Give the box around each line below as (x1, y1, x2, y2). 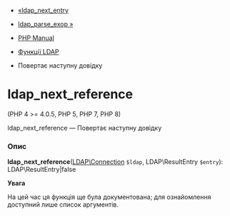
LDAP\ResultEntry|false (7, 165, 76, 174)
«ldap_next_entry (17, 6, 69, 14)
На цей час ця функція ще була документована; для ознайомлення (7, 192, 211, 202)
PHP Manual (17, 34, 55, 42)
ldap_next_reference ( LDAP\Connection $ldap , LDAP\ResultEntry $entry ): (7, 158, 224, 166)
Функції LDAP (17, 48, 59, 56)
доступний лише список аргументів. (7, 200, 119, 209)
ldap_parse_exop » (17, 20, 74, 28)
